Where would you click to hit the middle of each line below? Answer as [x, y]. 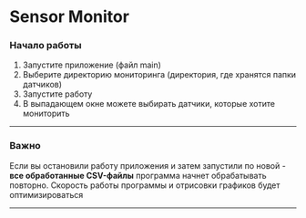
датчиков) [42, 85]
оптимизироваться [46, 194]
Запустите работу [57, 94]
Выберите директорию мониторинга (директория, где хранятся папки [159, 75]
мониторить [46, 114]
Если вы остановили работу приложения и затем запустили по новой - [148, 165]
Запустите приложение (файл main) [92, 65]
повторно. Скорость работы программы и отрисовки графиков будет [145, 185]
